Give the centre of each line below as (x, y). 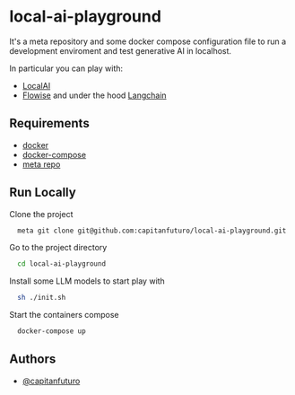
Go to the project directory (58, 248)
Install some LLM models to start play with (87, 281)
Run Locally (43, 193)
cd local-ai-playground (61, 264)
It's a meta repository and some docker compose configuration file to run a (148, 41)
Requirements (49, 123)
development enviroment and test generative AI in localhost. (120, 50)
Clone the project (41, 214)
